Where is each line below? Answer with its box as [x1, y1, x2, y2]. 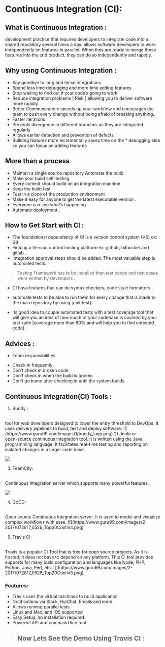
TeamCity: [12, 465, 33, 471]
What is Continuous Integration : [5, 23, 107, 32]
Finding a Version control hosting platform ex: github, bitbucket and [12, 245, 149, 251]
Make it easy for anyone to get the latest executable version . [12, 196, 136, 202]
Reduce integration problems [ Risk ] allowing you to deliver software [12, 95, 153, 101]
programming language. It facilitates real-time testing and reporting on [5, 441, 148, 447]
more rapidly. [12, 100, 39, 106]
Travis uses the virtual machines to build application [12, 594, 118, 600]
